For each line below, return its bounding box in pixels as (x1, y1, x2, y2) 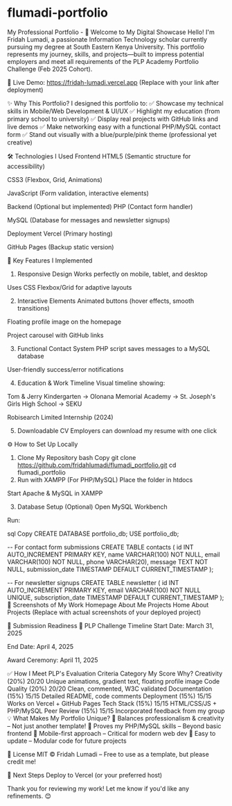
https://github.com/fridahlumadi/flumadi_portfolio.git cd (17, 461, 177, 469)
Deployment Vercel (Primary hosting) (7, 229, 113, 238)
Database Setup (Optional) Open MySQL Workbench (17, 502, 168, 511)
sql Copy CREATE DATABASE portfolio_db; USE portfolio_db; (7, 529, 179, 538)
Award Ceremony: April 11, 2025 (7, 655, 98, 664)
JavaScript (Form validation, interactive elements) (7, 189, 149, 197)
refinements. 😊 (7, 791, 52, 800)
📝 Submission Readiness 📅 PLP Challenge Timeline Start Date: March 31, (7, 621, 214, 630)
